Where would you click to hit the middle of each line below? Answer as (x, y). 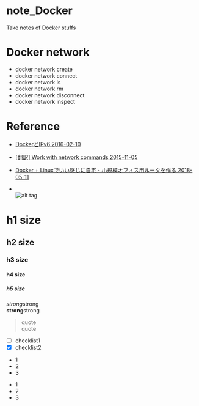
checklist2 (28, 347)
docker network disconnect (50, 95)
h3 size (17, 260)
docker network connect (46, 76)
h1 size (24, 220)
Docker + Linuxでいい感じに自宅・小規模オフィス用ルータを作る (96, 170)
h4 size (16, 274)
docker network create (44, 69)
